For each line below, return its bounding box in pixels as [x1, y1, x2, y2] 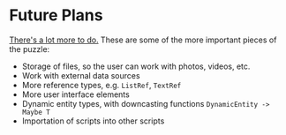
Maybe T [21, 108, 50, 116]
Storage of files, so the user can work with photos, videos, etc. [21, 61, 251, 71]
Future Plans [9, 5, 103, 26]
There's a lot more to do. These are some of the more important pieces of [9, 34, 277, 45]
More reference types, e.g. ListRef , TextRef [21, 79, 182, 90]
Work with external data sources [21, 70, 140, 80]
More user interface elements [21, 89, 130, 100]
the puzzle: [9, 43, 50, 54]
